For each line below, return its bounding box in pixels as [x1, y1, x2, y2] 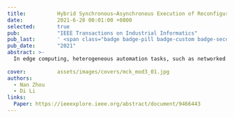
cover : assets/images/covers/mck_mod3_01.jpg [7, 68, 170, 75]
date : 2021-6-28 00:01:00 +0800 [7, 17, 132, 24]
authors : [7, 74, 33, 82]
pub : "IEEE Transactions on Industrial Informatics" [7, 29, 198, 37]
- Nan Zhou [13, 81, 45, 88]
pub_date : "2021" [7, 42, 77, 49]
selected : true [7, 23, 70, 30]
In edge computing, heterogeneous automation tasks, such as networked [13, 56, 226, 62]
